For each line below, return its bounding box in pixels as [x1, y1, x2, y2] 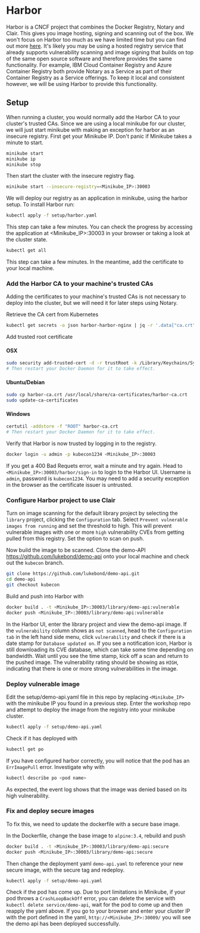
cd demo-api [6, 576, 36, 582]
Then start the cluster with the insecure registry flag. [6, 172, 136, 180]
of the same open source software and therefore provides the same [6, 55, 173, 62]
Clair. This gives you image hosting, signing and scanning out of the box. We [6, 29, 194, 36]
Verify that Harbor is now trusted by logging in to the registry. [6, 440, 157, 447]
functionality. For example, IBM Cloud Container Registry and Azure [6, 61, 172, 69]
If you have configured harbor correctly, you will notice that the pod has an [6, 757, 190, 764]
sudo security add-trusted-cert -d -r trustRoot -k [6, 360, 137, 366]
